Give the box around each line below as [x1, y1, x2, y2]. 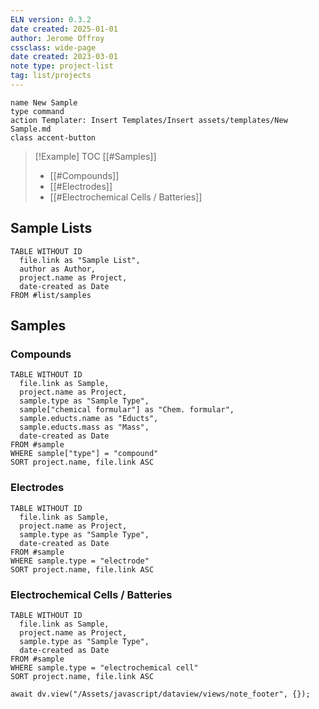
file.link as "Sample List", [19, 255, 141, 265]
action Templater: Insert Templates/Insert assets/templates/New [10, 115, 288, 125]
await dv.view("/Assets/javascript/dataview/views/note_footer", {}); [10, 689, 311, 699]
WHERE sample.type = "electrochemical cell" [10, 662, 199, 673]
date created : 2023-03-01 [10, 52, 118, 62]
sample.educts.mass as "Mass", [19, 422, 150, 433]
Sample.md [10, 124, 52, 134]
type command [10, 106, 65, 116]
